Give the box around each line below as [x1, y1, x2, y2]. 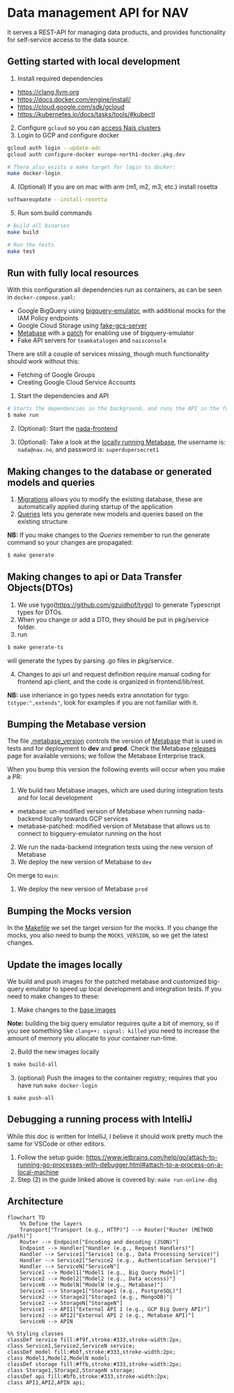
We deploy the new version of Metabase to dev [17, 857, 152, 867]
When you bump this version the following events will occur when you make [7, 765, 226, 774]
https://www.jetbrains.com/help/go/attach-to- [86, 1153, 218, 1161]
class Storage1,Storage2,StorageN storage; [7, 1366, 136, 1373]
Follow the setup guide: [17, 1153, 85, 1161]
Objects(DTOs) [7, 582, 74, 594]
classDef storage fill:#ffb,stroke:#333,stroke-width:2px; [7, 1360, 182, 1368]
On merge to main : [7, 871, 59, 880]
